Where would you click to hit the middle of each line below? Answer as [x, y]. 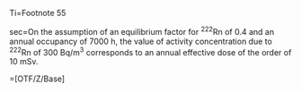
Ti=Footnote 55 [38, 13]
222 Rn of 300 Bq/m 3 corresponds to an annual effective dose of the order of [150, 51]
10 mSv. [24, 62]
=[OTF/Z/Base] [37, 79]
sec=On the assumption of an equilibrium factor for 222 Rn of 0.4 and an [142, 31]
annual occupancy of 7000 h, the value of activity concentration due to [141, 41]
